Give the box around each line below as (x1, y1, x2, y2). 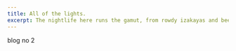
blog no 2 (7, 36, 35, 44)
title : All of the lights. (7, 10, 86, 17)
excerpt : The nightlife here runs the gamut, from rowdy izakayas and (7, 17, 218, 24)
